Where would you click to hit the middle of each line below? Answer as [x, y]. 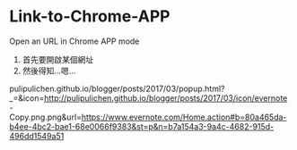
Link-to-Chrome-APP [90, 17]
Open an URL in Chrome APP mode [74, 41]
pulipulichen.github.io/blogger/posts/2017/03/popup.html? [117, 88]
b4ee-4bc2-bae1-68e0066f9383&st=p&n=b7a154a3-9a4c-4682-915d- [142, 126]
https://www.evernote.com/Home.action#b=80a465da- [184, 117]
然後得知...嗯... [49, 71]
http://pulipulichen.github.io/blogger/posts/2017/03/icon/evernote [166, 98]
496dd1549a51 [37, 136]
